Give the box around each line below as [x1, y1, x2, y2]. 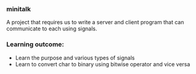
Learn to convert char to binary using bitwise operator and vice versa [15, 60, 190, 68]
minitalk [6, 5, 31, 13]
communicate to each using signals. [6, 25, 97, 32]
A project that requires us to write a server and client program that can [6, 19, 184, 26]
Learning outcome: [6, 40, 64, 49]
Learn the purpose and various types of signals [15, 54, 135, 61]
